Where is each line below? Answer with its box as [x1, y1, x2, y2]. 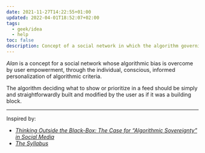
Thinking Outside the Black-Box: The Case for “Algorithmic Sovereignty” [15, 126, 198, 134]
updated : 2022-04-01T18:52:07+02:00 [6, 15, 99, 21]
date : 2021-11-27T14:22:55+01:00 [6, 9, 92, 15]
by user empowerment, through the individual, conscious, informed [6, 66, 176, 73]
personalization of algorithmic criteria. [6, 73, 102, 80]
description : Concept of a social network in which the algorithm [6, 43, 179, 49]
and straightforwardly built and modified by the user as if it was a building [6, 91, 192, 98]
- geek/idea [12, 26, 43, 32]
